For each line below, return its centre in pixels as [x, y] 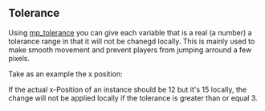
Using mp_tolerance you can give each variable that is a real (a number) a [130, 32]
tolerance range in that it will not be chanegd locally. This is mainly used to [132, 41]
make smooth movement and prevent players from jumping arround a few [130, 49]
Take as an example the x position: [65, 74]
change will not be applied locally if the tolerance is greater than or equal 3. [133, 98]
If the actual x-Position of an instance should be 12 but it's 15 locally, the [128, 89]
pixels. [19, 58]
